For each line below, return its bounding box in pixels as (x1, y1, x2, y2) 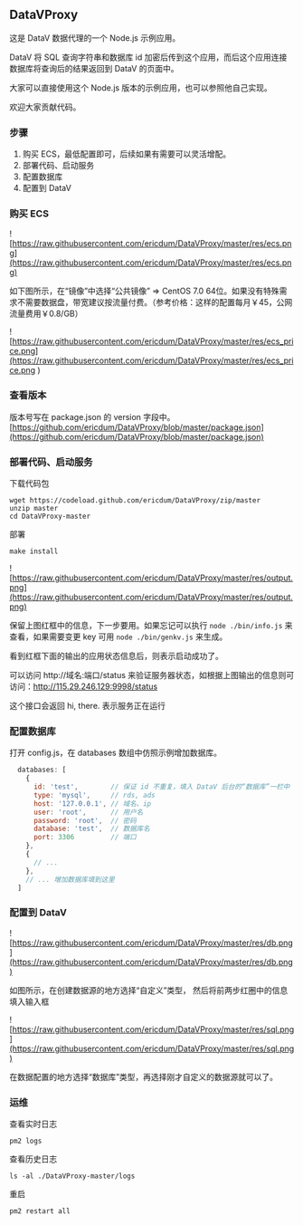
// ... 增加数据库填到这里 (25, 875, 115, 884)
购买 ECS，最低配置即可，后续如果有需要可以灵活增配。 (22, 148, 232, 159)
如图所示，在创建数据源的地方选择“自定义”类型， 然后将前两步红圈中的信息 (9, 984, 289, 995)
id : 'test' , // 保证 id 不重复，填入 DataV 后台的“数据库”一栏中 (33, 782, 290, 791)
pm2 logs (9, 1136, 43, 1146)
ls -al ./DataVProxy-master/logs (9, 1172, 136, 1181)
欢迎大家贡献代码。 (9, 101, 81, 112)
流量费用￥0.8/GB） (9, 308, 83, 320)
